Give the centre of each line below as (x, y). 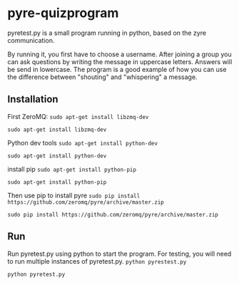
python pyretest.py (36, 274)
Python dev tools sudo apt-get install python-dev (83, 142)
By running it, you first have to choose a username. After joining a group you (119, 54)
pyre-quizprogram (63, 13)
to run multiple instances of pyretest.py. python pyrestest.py (97, 261)
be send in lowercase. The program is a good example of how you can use (117, 69)
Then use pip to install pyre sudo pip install (74, 195)
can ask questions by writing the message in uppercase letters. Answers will (120, 61)
